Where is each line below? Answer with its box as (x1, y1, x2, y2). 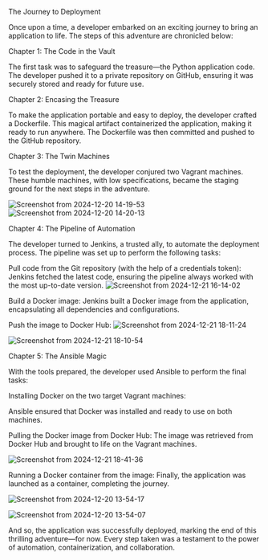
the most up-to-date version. (8, 280, 104, 290)
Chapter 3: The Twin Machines (8, 152, 111, 161)
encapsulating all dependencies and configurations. (8, 305, 180, 314)
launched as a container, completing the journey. (8, 479, 170, 488)
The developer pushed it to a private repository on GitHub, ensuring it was (8, 71, 254, 80)
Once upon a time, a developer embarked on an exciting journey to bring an (8, 22, 258, 31)
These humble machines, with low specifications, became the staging (8, 176, 239, 185)
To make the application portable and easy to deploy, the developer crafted (8, 110, 257, 120)
